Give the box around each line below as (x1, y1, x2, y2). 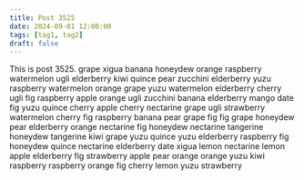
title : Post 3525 (9, 13, 76, 23)
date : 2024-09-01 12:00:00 (9, 22, 112, 31)
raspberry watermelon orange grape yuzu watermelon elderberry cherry (9, 83, 282, 94)
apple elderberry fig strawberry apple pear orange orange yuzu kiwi (9, 151, 266, 162)
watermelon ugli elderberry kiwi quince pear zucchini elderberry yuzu (9, 74, 271, 85)
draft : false (9, 38, 59, 48)
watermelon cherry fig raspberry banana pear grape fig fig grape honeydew (9, 112, 295, 123)
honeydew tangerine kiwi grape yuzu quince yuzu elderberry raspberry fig (9, 131, 289, 142)
